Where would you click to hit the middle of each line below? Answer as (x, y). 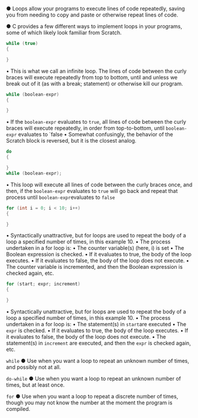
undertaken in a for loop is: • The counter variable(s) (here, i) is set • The (95, 248)
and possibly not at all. (33, 367)
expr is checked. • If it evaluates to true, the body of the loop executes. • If (97, 330)
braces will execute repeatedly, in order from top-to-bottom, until (85, 128)
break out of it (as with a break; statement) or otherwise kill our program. (95, 83)
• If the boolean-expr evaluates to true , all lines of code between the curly (96, 122)
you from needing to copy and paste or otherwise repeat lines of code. (92, 15)
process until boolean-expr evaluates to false (61, 197)
